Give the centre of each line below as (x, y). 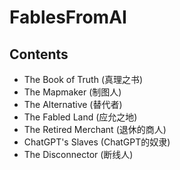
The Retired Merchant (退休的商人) (95, 129)
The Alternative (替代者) (73, 104)
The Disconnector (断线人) (78, 154)
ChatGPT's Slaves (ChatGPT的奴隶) (97, 142)
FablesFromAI (68, 17)
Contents (39, 54)
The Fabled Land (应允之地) (80, 117)
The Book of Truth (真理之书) (83, 79)
